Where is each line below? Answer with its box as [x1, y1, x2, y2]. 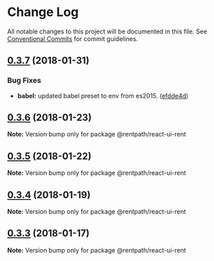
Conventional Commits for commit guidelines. [7, 34, 138, 42]
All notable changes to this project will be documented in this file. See [7, 27, 208, 35]
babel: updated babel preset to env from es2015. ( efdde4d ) [17, 91, 189, 100]
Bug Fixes [7, 76, 42, 86]
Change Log [7, 4, 79, 20]
